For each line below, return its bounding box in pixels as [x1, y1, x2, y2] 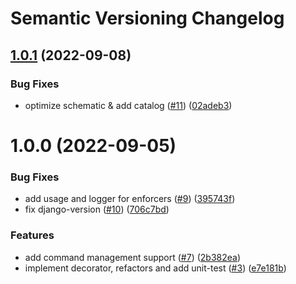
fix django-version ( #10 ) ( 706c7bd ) [24, 203, 170, 216]
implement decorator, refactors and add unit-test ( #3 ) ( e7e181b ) [24, 262, 287, 274]
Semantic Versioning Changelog [10, 7, 285, 30]
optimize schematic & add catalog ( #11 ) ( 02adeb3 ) [24, 99, 233, 111]
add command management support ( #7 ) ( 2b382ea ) [24, 251, 242, 263]
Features [10, 228, 55, 242]
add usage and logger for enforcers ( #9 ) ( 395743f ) [24, 193, 236, 205]
